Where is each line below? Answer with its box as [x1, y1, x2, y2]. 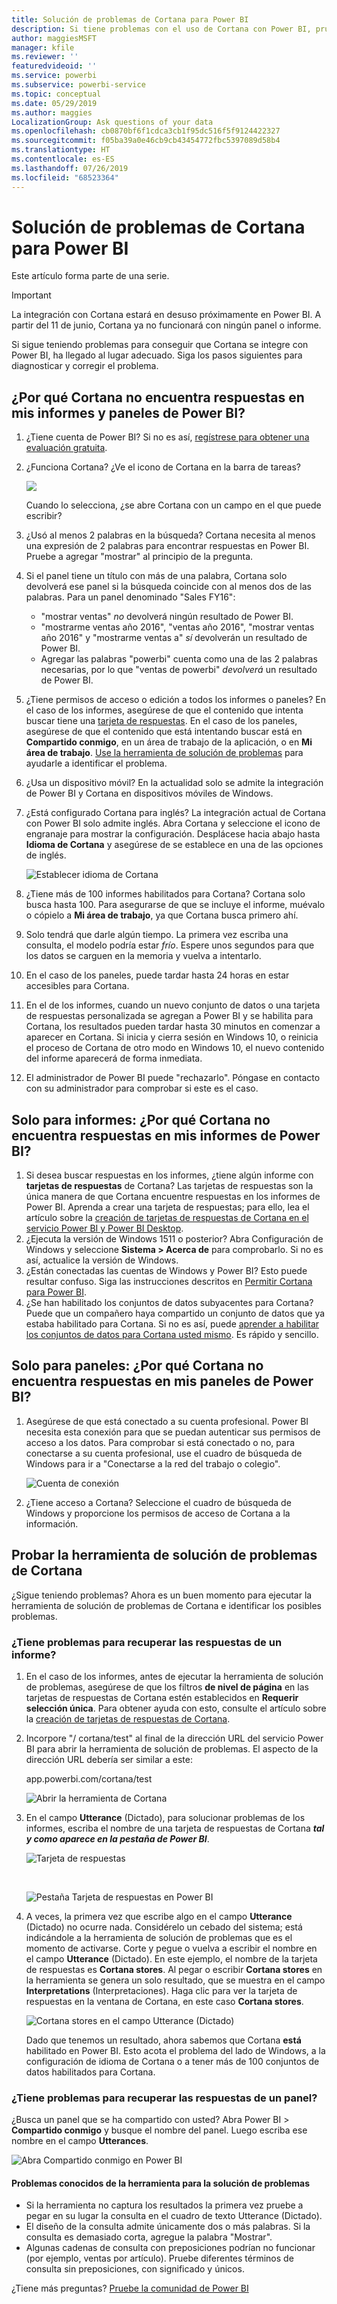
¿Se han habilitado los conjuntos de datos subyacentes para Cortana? [25, 1297, 314, 1309]
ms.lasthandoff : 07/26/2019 [11, 163, 129, 173]
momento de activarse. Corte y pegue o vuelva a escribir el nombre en [25, 1942, 318, 1954]
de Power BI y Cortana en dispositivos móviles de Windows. [25, 787, 274, 800]
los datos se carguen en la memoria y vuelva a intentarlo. [25, 950, 262, 962]
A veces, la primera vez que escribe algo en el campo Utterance [25, 1910, 293, 1922]
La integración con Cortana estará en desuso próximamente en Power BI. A [11, 309, 322, 321]
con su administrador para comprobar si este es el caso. [25, 1082, 259, 1095]
